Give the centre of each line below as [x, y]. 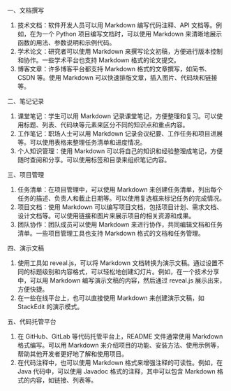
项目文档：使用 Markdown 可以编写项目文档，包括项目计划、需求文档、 [120, 207]
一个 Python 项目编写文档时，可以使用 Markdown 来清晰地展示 [132, 34]
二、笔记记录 [25, 101]
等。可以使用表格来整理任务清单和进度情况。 [82, 142]
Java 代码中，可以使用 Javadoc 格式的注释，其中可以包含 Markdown [116, 371]
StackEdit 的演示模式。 [50, 307]
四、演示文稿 [25, 248]
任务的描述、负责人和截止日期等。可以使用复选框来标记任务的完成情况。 [121, 198]
